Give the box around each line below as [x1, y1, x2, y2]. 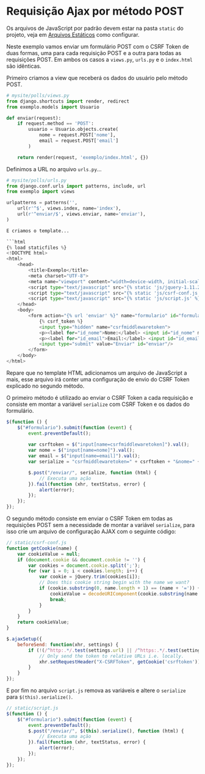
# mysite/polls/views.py [6, 92, 70, 98]
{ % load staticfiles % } [6, 245, 67, 251]
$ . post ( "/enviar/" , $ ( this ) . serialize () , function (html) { [28, 728, 184, 734]
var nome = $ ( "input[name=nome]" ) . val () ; [28, 448, 135, 454]
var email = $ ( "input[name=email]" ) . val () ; [28, 453, 140, 459]
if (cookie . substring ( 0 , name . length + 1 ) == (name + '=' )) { [38, 585, 201, 591]
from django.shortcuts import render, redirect [6, 98, 130, 105]
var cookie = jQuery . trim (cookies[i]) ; [38, 573, 140, 580]
